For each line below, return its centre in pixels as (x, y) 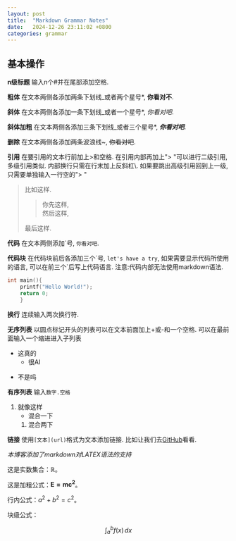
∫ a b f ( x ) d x (118, 530)
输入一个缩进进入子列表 (47, 338)
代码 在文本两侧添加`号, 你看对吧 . (54, 243)
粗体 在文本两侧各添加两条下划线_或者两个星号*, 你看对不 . (91, 97)
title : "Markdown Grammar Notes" (58, 20)
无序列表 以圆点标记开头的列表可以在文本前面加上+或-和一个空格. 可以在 (112, 329)
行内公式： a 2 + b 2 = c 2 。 (44, 499)
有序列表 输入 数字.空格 (39, 392)
